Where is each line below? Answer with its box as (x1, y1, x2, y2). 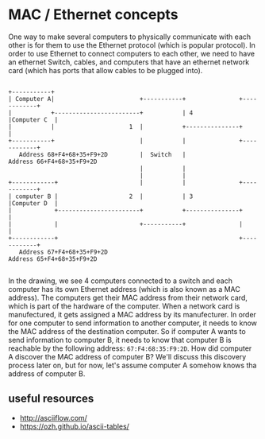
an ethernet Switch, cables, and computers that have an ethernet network (8, 57, 250, 67)
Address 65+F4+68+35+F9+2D (8, 254, 98, 263)
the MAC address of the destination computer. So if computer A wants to (8, 326, 246, 336)
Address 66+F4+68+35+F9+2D (8, 157, 98, 165)
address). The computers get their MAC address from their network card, (8, 293, 248, 302)
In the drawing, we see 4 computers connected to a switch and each (8, 276, 232, 286)
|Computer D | (8, 199, 59, 208)
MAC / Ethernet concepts (8, 6, 179, 24)
